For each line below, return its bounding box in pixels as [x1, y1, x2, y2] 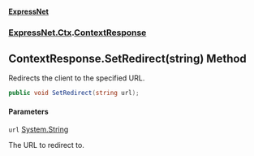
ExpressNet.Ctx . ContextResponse [8, 27, 147, 38]
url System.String [8, 124, 69, 134]
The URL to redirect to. [8, 141, 85, 150]
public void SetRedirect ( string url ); [8, 89, 140, 97]
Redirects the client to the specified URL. [8, 73, 145, 83]
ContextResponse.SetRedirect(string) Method [8, 51, 248, 65]
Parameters [8, 106, 49, 116]
